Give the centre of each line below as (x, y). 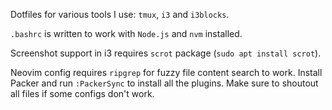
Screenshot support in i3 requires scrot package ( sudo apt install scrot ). (166, 53)
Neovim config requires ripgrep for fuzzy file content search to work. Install (166, 72)
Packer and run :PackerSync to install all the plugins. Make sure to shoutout (164, 83)
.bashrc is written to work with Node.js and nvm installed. (126, 33)
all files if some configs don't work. (82, 93)
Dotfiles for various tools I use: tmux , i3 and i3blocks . (120, 14)
